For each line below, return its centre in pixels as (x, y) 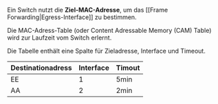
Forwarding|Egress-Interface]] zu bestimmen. (72, 17)
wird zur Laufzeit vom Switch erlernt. (59, 38)
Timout (128, 68)
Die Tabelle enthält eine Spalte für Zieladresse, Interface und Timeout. (107, 51)
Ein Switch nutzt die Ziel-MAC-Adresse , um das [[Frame (88, 10)
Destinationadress (41, 68)
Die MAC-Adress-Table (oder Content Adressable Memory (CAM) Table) (109, 30)
